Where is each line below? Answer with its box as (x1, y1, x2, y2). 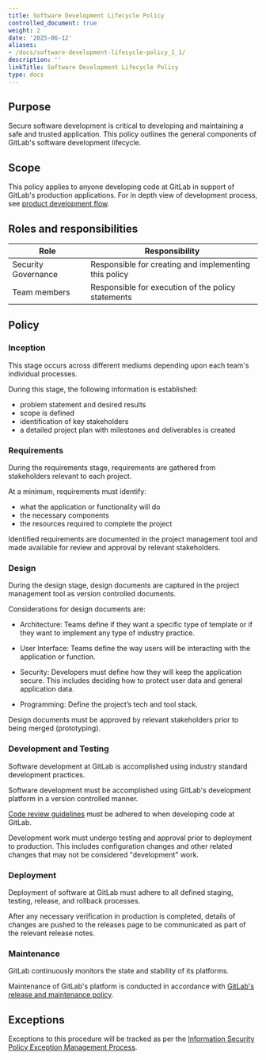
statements (90, 291, 132, 303)
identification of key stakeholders (19, 416, 129, 426)
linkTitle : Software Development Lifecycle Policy (8, 64, 179, 71)
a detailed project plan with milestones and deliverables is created (19, 425, 236, 434)
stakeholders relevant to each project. (8, 472, 132, 481)
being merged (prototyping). (8, 723, 101, 733)
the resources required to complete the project (19, 519, 173, 529)
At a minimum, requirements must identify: (8, 487, 146, 496)
